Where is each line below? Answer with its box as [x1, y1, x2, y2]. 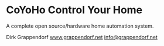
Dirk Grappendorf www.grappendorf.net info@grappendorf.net [6, 33, 158, 40]
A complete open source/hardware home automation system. [6, 22, 154, 29]
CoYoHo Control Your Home [6, 3, 143, 17]
